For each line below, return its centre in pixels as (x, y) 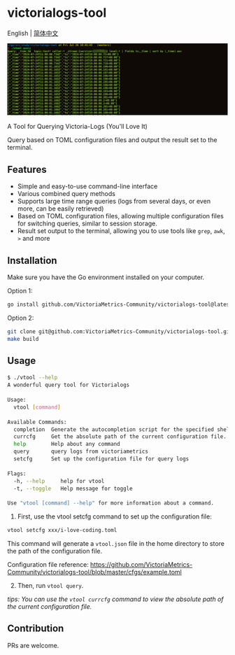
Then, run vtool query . (50, 586)
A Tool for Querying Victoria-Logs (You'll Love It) (78, 127)
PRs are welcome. (33, 645)
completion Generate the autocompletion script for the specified (114, 429)
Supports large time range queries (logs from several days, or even (114, 202)
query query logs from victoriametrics (81, 452)
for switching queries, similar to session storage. (87, 224)
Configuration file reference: (48, 565)
